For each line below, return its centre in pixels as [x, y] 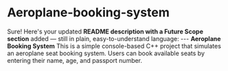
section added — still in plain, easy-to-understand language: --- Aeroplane [114, 38]
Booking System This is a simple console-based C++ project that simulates [114, 46]
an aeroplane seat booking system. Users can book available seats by [106, 53]
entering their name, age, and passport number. [75, 60]
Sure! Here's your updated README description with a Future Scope [105, 31]
